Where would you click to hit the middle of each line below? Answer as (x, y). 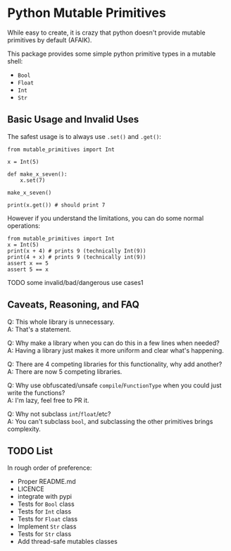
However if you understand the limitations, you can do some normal (106, 218)
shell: (15, 61)
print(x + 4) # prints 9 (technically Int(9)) (77, 251)
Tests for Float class (48, 519)
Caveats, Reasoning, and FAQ (73, 305)
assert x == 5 (28, 263)
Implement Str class (47, 526)
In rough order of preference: (50, 468)
